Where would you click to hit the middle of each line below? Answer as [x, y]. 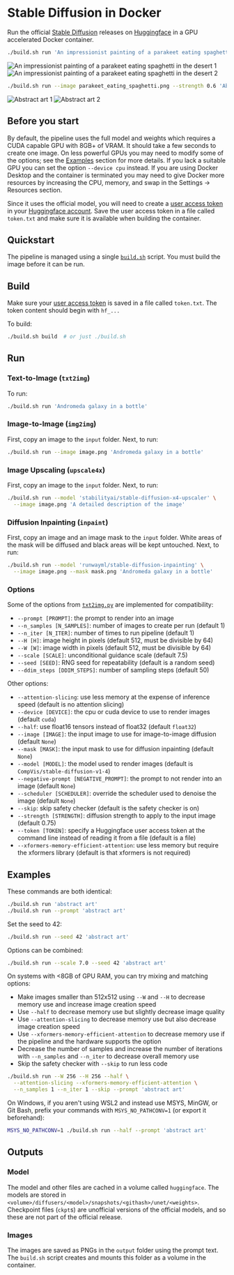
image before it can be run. [46, 264]
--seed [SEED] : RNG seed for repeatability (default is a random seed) [116, 663]
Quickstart [31, 240]
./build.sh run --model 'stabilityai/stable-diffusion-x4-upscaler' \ [112, 498]
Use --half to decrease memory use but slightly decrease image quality [121, 1012]
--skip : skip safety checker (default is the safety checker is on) [108, 808]
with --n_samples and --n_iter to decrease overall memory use [108, 1056]
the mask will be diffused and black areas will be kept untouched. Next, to [113, 545]
